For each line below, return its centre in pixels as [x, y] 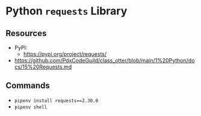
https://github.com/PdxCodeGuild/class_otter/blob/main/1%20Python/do [104, 60]
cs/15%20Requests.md [43, 67]
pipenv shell [31, 107]
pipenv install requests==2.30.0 [56, 100]
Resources [26, 33]
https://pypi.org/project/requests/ [65, 54]
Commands [28, 86]
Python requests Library [66, 11]
